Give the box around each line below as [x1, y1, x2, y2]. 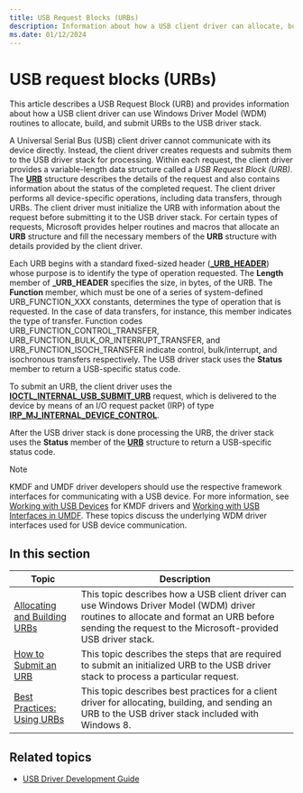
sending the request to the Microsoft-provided [80, 622, 280, 634]
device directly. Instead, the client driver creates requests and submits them [9, 145, 291, 156]
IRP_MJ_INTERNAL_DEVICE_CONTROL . [9, 410, 160, 420]
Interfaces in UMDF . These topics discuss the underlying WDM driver [9, 511, 268, 521]
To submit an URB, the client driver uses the [9, 381, 173, 392]
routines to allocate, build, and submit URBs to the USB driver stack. [9, 118, 262, 129]
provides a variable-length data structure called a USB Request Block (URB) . [9, 164, 293, 175]
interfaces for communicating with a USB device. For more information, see [9, 491, 289, 502]
